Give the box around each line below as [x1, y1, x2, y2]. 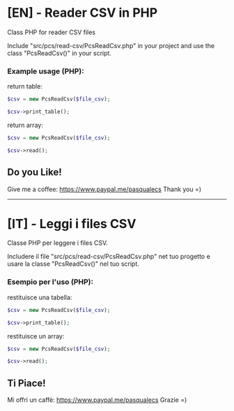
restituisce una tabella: [7, 293, 72, 301]
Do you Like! [7, 166, 63, 179]
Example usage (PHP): [7, 66, 85, 76]
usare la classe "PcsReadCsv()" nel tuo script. [7, 260, 139, 268]
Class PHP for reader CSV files [7, 28, 96, 36]
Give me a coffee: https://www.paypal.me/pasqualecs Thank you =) [7, 185, 202, 193]
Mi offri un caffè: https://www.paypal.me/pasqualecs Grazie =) [7, 396, 187, 404]
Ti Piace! [7, 377, 47, 389]
